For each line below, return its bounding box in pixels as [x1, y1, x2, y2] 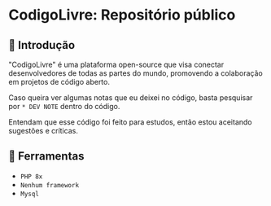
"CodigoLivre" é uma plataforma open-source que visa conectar [8, 59, 225, 69]
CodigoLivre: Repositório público [8, 6, 236, 24]
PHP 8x [20, 173, 43, 181]
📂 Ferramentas [8, 149, 85, 164]
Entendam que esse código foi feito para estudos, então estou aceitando [8, 117, 252, 127]
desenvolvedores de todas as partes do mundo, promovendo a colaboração [8, 68, 263, 78]
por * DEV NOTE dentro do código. [8, 102, 120, 111]
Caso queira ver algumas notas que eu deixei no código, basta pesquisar [8, 93, 253, 103]
